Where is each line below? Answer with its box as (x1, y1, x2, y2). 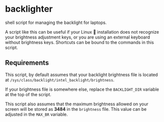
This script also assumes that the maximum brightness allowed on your (5, 101, 148, 107)
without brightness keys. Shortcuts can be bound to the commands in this (5, 39, 154, 45)
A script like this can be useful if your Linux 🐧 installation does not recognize (5, 29, 159, 35)
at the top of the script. (5, 91, 51, 97)
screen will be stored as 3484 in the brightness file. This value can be (5, 106, 147, 112)
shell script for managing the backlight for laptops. (5, 20, 107, 25)
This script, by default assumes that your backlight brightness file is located (5, 72, 158, 78)
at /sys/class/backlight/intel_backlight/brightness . (5, 77, 115, 82)
